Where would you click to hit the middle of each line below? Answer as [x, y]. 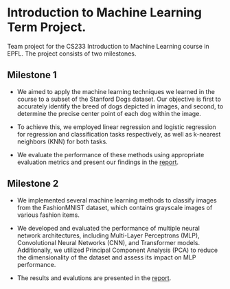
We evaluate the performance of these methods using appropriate [111, 154]
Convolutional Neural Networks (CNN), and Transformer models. [108, 242]
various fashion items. [48, 215]
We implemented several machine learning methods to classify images [117, 200]
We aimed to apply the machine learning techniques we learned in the [116, 91]
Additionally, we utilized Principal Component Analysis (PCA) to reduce [117, 250]
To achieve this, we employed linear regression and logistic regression [116, 127]
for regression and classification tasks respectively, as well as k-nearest [119, 134]
